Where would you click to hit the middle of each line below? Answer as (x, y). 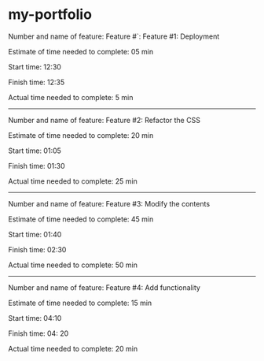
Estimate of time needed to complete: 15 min (80, 303)
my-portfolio (50, 15)
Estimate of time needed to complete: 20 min (81, 135)
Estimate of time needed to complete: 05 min (81, 51)
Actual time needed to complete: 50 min (73, 265)
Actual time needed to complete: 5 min (71, 97)
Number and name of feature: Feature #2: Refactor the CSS (104, 120)
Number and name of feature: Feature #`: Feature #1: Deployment (114, 36)
